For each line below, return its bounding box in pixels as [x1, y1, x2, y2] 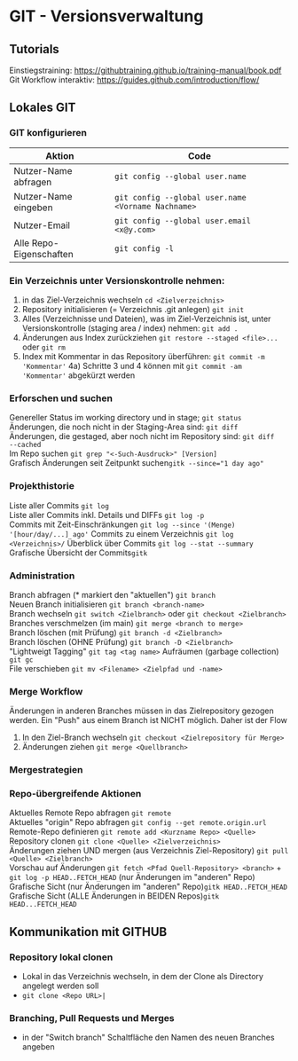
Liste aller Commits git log [9, 499, 109, 511]
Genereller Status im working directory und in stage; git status [9, 413, 242, 423]
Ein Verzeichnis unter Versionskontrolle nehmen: [9, 274, 225, 287]
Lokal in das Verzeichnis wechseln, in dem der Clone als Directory [21, 971, 264, 982]
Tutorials [9, 42, 59, 57]
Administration [9, 570, 75, 582]
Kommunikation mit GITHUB [9, 924, 168, 939]
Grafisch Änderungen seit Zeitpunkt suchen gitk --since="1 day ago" [9, 458, 264, 468]
